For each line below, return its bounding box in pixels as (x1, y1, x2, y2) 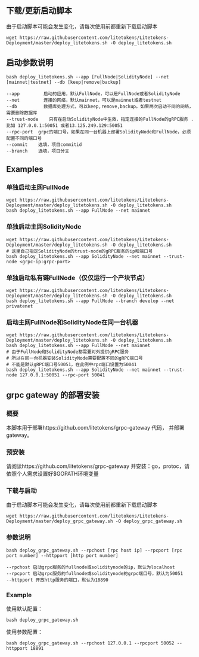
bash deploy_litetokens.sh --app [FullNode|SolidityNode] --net (6, 74, 169, 80)
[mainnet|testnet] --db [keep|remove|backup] (6, 79, 121, 85)
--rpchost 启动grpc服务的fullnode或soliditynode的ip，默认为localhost (6, 564, 175, 570)
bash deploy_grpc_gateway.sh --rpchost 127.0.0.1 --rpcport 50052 (6, 640, 175, 646)
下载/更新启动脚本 (6, 5, 73, 16)
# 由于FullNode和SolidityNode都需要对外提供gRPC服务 (6, 349, 129, 355)
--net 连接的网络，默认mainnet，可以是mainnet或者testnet (6, 97, 162, 103)
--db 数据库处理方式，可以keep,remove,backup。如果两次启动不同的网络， (6, 104, 194, 109)
